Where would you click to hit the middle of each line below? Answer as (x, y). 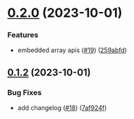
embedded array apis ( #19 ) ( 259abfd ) (72, 50)
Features (23, 35)
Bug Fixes (25, 92)
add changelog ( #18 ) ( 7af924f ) (62, 108)
